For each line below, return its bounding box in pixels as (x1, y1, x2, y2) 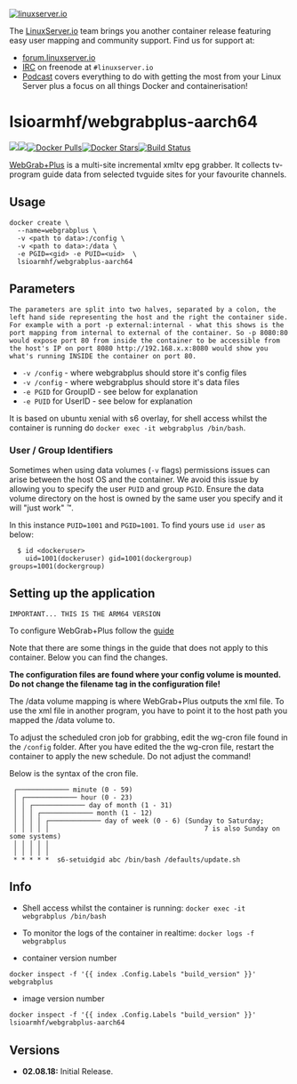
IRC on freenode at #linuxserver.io (21, 62, 154, 72)
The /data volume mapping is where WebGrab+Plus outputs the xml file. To (9, 695, 285, 706)
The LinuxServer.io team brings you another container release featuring (9, 26, 271, 36)
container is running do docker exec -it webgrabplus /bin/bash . (9, 422, 246, 433)
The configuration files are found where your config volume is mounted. (9, 669, 282, 679)
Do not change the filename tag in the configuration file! (9, 679, 221, 689)
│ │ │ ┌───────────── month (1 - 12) (12, 808, 153, 817)
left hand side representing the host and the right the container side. (9, 312, 289, 322)
